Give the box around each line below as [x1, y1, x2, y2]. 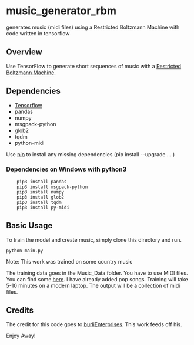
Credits [6, 305, 34, 316]
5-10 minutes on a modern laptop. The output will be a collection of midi [6, 282, 180, 289]
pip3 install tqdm [16, 199, 62, 205]
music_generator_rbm [6, 4, 116, 18]
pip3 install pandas [16, 179, 67, 185]
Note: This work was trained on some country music [6, 258, 133, 265]
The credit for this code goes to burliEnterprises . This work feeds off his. [6, 321, 182, 328]
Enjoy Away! [6, 332, 36, 340]
